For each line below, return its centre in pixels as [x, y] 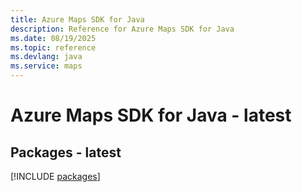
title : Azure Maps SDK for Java [77, 19]
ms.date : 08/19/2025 [53, 38]
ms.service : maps [46, 66]
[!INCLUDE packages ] [55, 176]
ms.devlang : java [46, 57]
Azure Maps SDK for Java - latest [151, 115]
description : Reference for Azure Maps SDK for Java [122, 29]
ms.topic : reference [53, 47]
